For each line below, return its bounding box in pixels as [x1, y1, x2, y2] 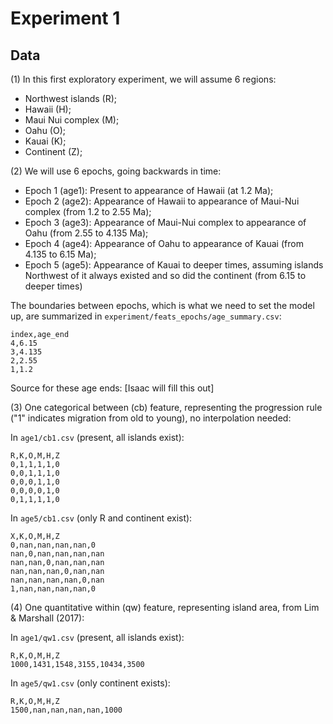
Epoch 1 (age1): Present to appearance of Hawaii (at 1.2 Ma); [24, 185, 274, 196]
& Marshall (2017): [10, 612, 85, 624]
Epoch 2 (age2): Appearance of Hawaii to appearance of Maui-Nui [24, 195, 300, 207]
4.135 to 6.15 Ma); [24, 248, 97, 260]
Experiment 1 [10, 7, 121, 30]
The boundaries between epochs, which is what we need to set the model [10, 300, 315, 311]
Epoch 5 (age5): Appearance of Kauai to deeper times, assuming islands [24, 259, 324, 271]
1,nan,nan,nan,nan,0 [10, 584, 97, 594]
